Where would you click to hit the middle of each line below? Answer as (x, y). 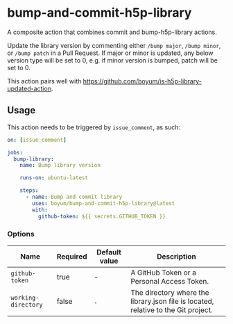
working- (25, 298)
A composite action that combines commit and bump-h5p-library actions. (112, 32)
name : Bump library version (60, 165)
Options (21, 234)
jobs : (15, 152)
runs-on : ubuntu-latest (54, 178)
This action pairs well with (44, 81)
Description (176, 257)
